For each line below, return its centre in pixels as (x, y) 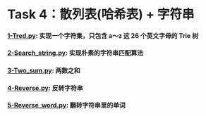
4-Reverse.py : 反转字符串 (45, 88)
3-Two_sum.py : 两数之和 (44, 70)
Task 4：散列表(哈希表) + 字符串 (101, 14)
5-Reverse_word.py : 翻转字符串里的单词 (66, 105)
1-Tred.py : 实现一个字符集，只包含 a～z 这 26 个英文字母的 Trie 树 (103, 35)
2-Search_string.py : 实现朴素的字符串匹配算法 (75, 53)
